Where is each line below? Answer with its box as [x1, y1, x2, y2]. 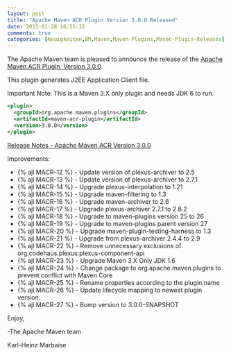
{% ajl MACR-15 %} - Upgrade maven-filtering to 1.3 [17, 190, 166, 198]
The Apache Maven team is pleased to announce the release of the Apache [7, 55, 223, 63]
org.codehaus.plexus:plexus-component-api [17, 249, 145, 257]
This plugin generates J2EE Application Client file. [7, 76, 151, 84]
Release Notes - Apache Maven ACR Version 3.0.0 [7, 141, 151, 149]
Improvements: [7, 154, 51, 163]
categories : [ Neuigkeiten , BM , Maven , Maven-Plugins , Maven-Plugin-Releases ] [7, 36, 225, 43]
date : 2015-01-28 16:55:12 [7, 23, 85, 30]
